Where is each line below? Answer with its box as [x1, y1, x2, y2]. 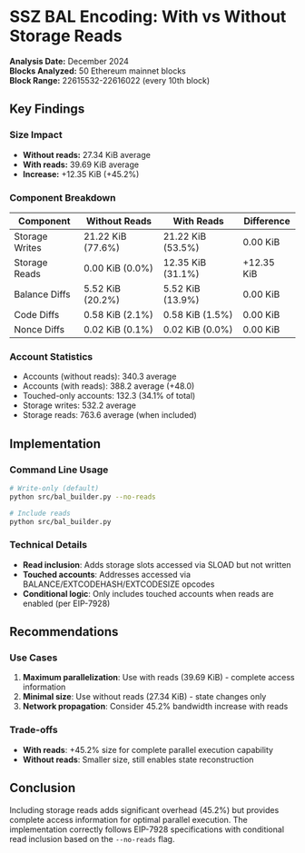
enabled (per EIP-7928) [22, 598, 111, 609]
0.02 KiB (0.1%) [83, 322, 154, 335]
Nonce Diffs [14, 322, 65, 335]
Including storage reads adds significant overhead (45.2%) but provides [9, 804, 280, 815]
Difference [243, 214, 290, 227]
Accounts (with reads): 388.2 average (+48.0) [22, 381, 195, 392]
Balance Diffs [14, 288, 71, 301]
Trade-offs [9, 724, 58, 737]
